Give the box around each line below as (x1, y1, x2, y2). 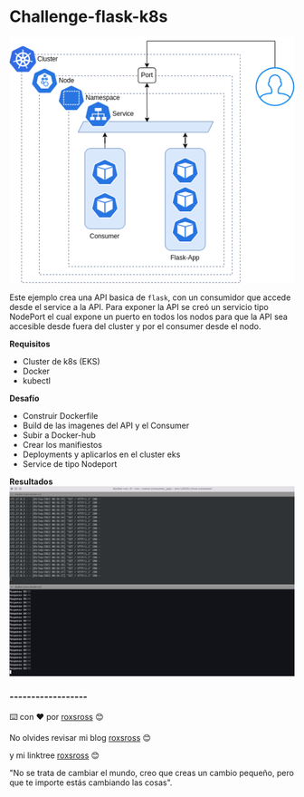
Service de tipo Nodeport (22, 458, 118, 469)
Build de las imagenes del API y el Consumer (22, 420, 190, 431)
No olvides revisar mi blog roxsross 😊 (9, 733, 152, 744)
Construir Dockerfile (22, 410, 99, 421)
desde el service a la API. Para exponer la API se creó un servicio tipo (9, 301, 269, 312)
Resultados (9, 476, 53, 487)
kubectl (22, 374, 52, 386)
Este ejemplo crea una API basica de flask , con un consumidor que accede (9, 292, 291, 303)
